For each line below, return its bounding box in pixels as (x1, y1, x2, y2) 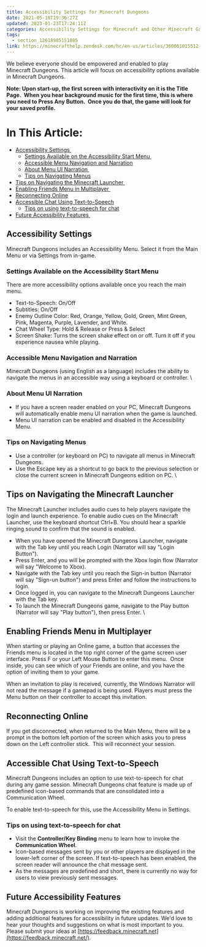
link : (6, 43, 20, 50)
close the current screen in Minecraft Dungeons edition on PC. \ (15, 471, 177, 478)
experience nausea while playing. (15, 338, 100, 345)
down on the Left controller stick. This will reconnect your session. (6, 741, 176, 748)
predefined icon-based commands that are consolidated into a (6, 788, 164, 795)
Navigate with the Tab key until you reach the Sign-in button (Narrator (15, 569, 192, 576)
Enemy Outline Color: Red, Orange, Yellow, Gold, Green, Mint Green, (15, 312, 187, 319)
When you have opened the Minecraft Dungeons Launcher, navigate (15, 537, 188, 544)
